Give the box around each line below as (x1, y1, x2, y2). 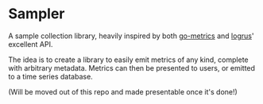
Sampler (8, 5, 65, 23)
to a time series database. (8, 71, 93, 81)
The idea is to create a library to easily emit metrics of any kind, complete (8, 55, 249, 64)
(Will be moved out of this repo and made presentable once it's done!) (8, 87, 238, 96)
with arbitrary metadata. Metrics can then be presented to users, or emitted (8, 63, 256, 72)
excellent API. (8, 39, 53, 48)
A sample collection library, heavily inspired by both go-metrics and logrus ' (8, 31, 254, 40)
